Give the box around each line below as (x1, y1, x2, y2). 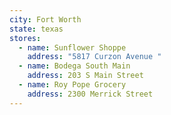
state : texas (9, 24, 64, 34)
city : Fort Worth (9, 14, 82, 25)
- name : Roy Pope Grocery (18, 80, 127, 90)
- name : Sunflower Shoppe (18, 42, 127, 53)
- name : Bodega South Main (18, 61, 131, 71)
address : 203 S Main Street (27, 71, 144, 81)
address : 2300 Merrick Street (27, 89, 154, 99)
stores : (9, 33, 42, 43)
